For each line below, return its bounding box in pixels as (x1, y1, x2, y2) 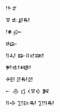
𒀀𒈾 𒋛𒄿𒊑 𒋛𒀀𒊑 (5, 100, 55, 106)
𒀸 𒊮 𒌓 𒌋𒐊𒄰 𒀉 (5, 88, 49, 94)
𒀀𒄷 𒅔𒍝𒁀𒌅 (5, 52, 45, 59)
